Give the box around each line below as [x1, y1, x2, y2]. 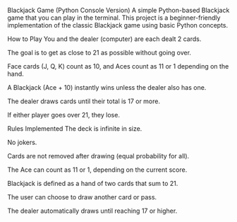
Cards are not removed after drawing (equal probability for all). [7, 152, 190, 160]
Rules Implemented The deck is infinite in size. [7, 124, 142, 133]
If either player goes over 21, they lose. [7, 111, 120, 119]
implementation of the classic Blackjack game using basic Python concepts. [7, 21, 229, 29]
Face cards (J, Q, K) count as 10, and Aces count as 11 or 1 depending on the [7, 62, 229, 70]
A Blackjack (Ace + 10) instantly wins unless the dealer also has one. [7, 83, 207, 91]
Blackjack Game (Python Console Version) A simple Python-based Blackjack [7, 6, 230, 14]
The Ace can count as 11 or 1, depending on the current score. [7, 165, 188, 174]
